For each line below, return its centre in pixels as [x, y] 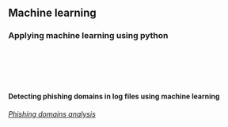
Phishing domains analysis [52, 114]
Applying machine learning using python [88, 36]
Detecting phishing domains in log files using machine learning [114, 96]
